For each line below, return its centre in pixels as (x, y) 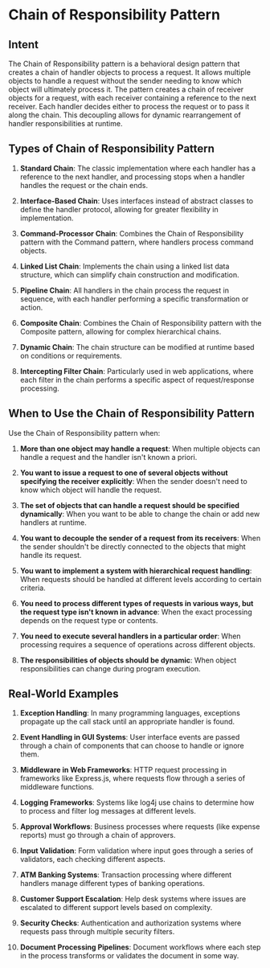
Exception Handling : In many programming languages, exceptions (130, 713)
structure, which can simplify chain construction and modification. (129, 274)
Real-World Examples (63, 694)
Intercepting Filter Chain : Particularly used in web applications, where (137, 371)
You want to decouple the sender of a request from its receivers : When (140, 538)
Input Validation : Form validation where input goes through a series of (137, 851)
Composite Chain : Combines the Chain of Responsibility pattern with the (141, 322)
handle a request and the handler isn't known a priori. (108, 457)
